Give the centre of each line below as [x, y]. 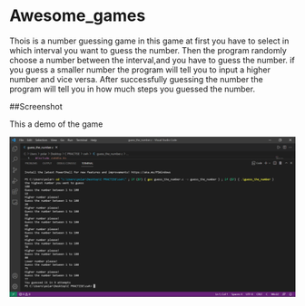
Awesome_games [78, 16]
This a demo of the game [56, 124]
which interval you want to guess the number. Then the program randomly [148, 50]
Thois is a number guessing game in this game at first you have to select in [149, 41]
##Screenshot [36, 106]
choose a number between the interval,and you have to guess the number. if [152, 60]
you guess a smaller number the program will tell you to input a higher [140, 70]
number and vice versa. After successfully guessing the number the [136, 79]
